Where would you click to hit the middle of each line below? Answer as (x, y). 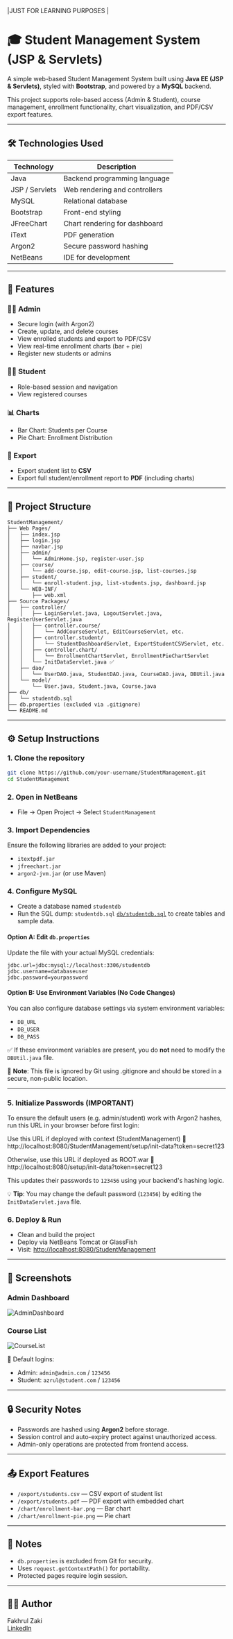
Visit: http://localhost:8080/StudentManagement (86, 1250)
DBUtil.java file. (31, 1057)
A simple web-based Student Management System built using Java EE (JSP (115, 78)
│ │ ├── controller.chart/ (52, 650)
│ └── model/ (29, 680)
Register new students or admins (64, 353)
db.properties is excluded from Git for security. (85, 1561)
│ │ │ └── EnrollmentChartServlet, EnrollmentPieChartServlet (108, 656)
